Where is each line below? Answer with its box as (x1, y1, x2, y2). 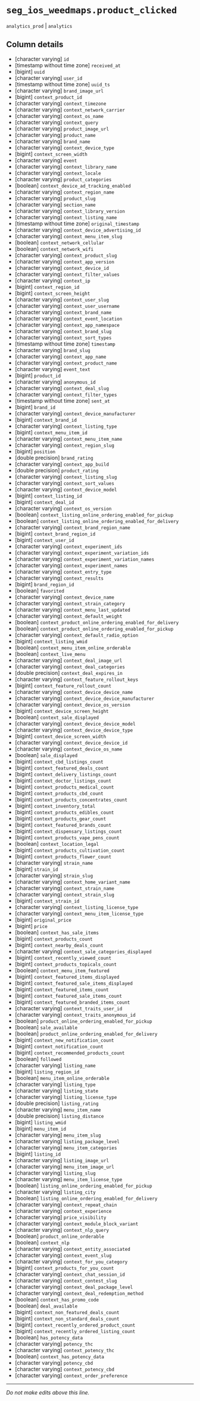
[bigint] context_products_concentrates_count (14, 796, 128, 803)
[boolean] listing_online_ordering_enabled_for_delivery (14, 1194, 158, 1201)
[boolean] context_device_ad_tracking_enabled (14, 182, 131, 189)
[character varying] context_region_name (14, 188, 115, 195)
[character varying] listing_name (14, 1061, 96, 1069)
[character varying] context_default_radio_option (14, 631, 139, 639)
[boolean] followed (14, 1055, 62, 1062)
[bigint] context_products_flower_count (14, 852, 112, 860)
